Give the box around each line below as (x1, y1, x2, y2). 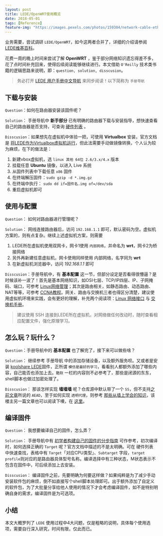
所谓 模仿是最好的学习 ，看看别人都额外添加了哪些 (59, 363, 153, 369)
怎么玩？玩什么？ (5, 333, 56, 342)
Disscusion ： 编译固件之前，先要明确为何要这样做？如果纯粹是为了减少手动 (5, 472, 156, 478)
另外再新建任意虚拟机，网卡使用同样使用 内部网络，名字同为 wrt (12, 255, 141, 260)
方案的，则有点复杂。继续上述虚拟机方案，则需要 (5, 232, 103, 238)
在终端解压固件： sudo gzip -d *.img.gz (12, 174, 92, 180)
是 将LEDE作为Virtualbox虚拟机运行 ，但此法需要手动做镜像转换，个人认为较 (5, 140, 156, 146)
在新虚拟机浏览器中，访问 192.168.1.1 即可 (12, 260, 95, 267)
